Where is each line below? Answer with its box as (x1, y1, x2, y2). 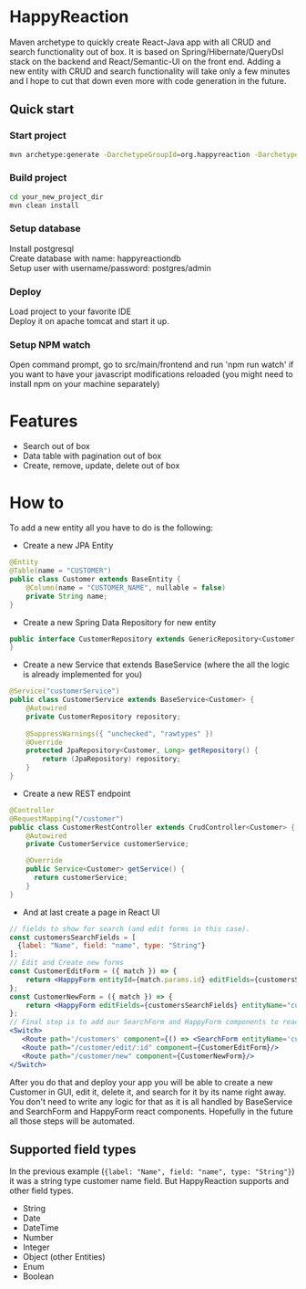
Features (9, 411, 78, 431)
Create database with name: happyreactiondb (9, 253, 181, 264)
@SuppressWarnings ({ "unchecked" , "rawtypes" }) (25, 728, 214, 739)
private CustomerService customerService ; (25, 840, 189, 849)
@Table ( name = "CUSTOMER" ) (9, 566, 112, 576)
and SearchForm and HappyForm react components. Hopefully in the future (9, 1106, 293, 1116)
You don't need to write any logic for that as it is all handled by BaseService (9, 1095, 293, 1106)
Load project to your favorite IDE (9, 306, 132, 317)
